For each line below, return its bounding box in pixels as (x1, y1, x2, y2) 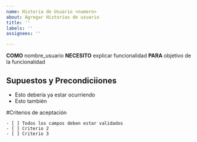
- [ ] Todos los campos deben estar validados (6, 120, 123, 126)
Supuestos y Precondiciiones (6, 75, 117, 86)
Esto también (14, 97, 47, 104)
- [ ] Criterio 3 (6, 131, 49, 137)
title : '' (6, 20, 31, 25)
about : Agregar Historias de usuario (6, 14, 100, 20)
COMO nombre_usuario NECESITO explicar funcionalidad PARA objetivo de (6, 52, 192, 59)
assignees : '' (6, 31, 42, 37)
